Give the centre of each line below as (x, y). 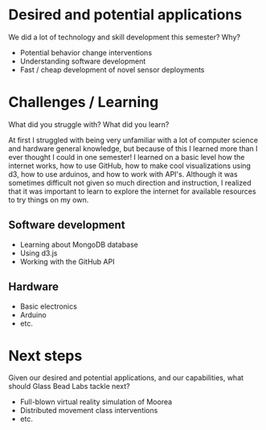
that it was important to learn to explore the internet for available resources (132, 191)
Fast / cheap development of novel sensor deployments (112, 69)
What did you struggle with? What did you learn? (89, 124)
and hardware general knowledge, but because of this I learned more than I (133, 148)
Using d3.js (39, 253)
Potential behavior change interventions (86, 52)
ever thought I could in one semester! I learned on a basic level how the (127, 157)
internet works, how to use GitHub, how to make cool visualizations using (130, 166)
